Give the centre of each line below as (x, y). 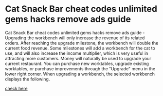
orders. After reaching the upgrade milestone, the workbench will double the (82, 43)
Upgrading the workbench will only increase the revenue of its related (75, 38)
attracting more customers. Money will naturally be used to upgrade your (78, 58)
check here (16, 88)
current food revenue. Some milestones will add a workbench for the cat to (80, 48)
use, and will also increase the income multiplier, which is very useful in (77, 53)
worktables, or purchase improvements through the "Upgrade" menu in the (80, 68)
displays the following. (27, 79)
